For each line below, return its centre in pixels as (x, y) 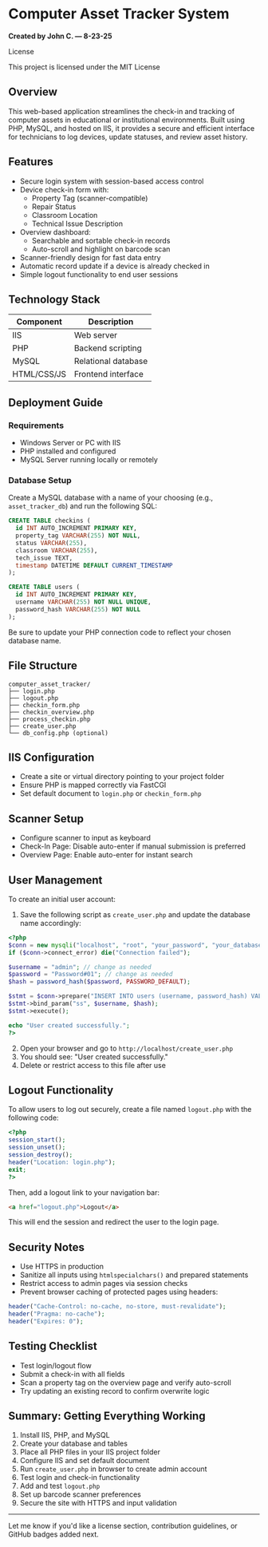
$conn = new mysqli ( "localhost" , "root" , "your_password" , (108, 945)
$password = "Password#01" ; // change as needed (91, 975)
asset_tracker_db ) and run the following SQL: (83, 506)
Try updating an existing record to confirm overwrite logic (114, 1391)
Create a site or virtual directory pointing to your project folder (122, 777)
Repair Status (54, 206)
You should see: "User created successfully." (94, 1056)
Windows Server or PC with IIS (70, 443)
